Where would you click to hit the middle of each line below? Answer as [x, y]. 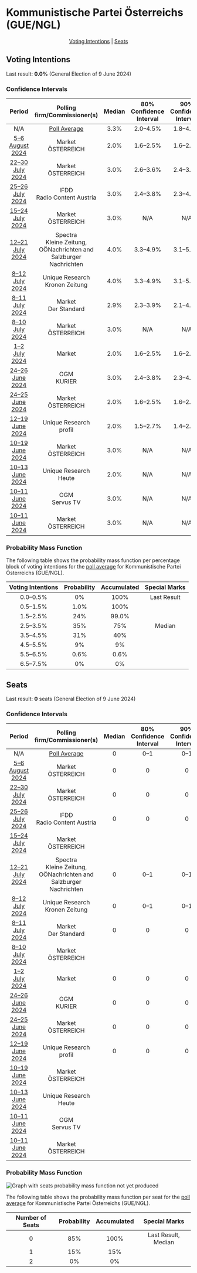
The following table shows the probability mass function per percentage [93, 560]
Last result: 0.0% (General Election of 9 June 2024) [69, 74]
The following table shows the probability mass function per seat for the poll [98, 1197]
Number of [31, 1217]
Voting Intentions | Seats [98, 41]
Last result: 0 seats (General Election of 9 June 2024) [71, 699]
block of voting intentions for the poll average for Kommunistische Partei [94, 567]
